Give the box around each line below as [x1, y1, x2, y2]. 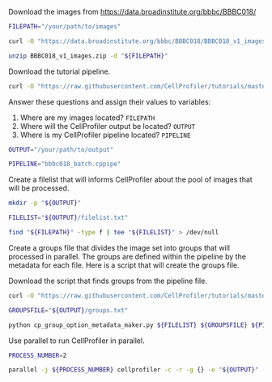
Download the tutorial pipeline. [8, 67, 111, 76]
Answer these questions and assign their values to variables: [8, 97, 211, 106]
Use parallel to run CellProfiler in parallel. [8, 336, 145, 346]
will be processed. [8, 183, 70, 193]
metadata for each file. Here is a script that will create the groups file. [8, 260, 240, 270]
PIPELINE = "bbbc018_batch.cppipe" [8, 160, 121, 169]
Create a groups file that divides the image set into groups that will [8, 243, 231, 252]
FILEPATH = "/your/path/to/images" [8, 23, 121, 31]
